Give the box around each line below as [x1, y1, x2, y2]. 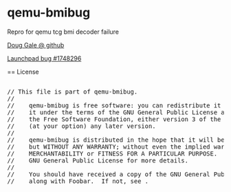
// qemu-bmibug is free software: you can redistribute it [7, 101, 221, 109]
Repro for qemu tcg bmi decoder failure [7, 28, 119, 36]
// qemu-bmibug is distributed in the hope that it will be [7, 136, 225, 144]
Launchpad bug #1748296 [7, 54, 82, 63]
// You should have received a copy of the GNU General [7, 170, 211, 178]
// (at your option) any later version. [7, 122, 156, 130]
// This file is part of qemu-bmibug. [7, 87, 138, 96]
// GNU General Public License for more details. [7, 156, 189, 164]
